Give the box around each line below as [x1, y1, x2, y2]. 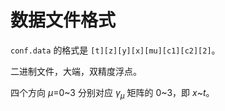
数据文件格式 [10, 9, 117, 32]
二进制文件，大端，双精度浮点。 [10, 65, 142, 77]
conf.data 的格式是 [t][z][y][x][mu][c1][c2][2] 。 [10, 44, 221, 56]
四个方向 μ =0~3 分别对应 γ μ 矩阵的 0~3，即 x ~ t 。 [10, 86, 215, 101]
